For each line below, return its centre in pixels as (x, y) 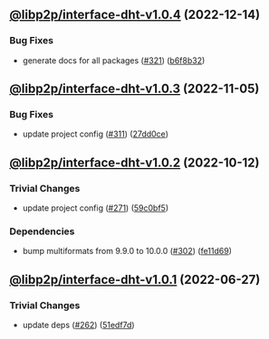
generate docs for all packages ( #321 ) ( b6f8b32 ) (114, 60)
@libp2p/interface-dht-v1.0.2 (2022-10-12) (134, 162)
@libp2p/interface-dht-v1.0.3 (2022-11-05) (134, 89)
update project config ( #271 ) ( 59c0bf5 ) (96, 208)
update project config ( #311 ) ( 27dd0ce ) (96, 134)
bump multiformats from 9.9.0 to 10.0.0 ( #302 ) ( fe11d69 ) (127, 251)
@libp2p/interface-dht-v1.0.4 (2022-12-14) (135, 15)
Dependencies (42, 231)
